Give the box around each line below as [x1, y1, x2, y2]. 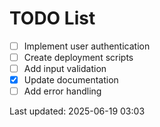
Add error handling [23, 85, 102, 97]
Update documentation [23, 74, 119, 86]
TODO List [9, 7, 96, 30]
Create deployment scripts [23, 52, 134, 63]
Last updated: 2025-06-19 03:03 [9, 105, 146, 117]
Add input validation [23, 63, 107, 75]
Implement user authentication [23, 40, 151, 52]
